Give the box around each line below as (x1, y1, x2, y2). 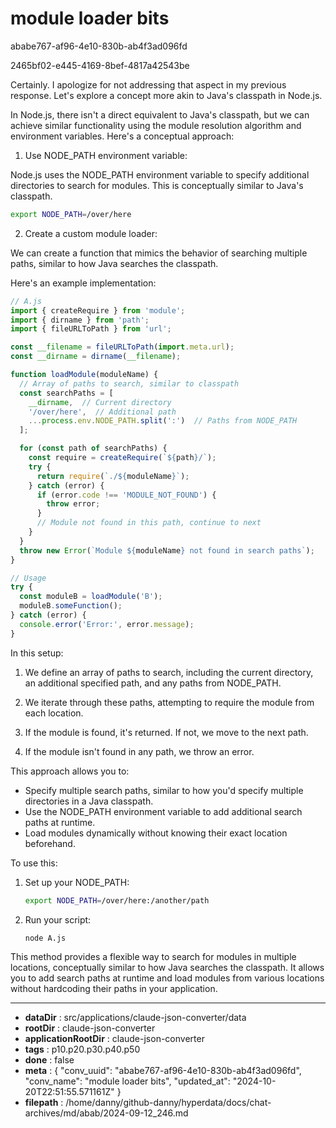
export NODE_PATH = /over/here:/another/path (24, 895, 210, 906)
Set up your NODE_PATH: (24, 876, 130, 888)
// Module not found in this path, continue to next (36, 518, 262, 528)
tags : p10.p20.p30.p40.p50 (24, 1043, 141, 1056)
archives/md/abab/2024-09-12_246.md (24, 1107, 189, 1119)
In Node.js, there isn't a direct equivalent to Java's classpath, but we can (10, 108, 310, 121)
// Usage (10, 573, 47, 583)
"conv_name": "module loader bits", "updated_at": (24, 1075, 231, 1087)
